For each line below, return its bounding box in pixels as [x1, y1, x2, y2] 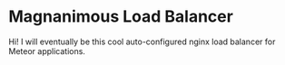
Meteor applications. [8, 45, 85, 56]
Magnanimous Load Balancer [8, 6, 233, 27]
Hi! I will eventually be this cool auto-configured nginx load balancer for [8, 36, 276, 47]
